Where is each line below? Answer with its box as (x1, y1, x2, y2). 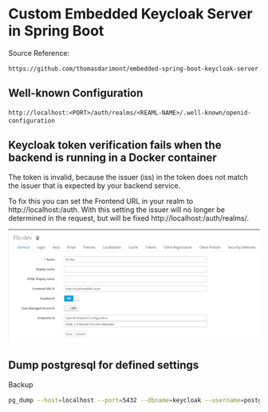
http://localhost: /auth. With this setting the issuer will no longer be (8, 205, 226, 214)
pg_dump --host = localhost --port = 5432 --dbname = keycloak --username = (8, 396, 245, 404)
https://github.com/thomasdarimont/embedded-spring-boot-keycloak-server (8, 65, 259, 73)
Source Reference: (8, 48, 70, 58)
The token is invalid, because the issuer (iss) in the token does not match (8, 172, 249, 182)
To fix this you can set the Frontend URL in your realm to (8, 196, 194, 206)
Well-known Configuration (8, 86, 144, 100)
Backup (8, 379, 33, 389)
